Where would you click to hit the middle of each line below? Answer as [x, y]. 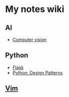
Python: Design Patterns [37, 72]
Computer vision [29, 39]
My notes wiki [35, 9]
